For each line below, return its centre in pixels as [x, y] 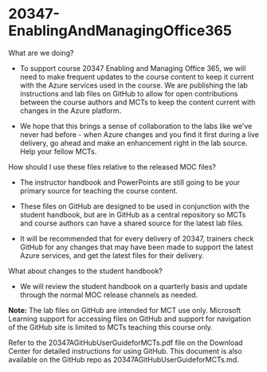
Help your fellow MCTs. [58, 151]
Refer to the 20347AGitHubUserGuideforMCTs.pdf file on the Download [126, 343]
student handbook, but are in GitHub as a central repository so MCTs [133, 214]
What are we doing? [41, 53]
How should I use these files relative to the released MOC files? [112, 166]
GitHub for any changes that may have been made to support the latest [136, 247]
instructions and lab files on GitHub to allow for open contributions [129, 93]
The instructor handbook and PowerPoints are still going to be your [130, 182]
